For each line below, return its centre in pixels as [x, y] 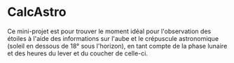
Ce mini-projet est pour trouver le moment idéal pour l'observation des [109, 31]
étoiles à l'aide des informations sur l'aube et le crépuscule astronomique [113, 38]
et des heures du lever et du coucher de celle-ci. [78, 53]
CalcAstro [37, 12]
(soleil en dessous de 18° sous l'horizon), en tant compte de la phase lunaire [117, 46]
